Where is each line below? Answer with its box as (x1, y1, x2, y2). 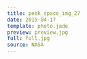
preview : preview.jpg (7, 28, 69, 36)
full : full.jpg (7, 35, 50, 42)
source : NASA (7, 41, 44, 48)
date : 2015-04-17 (7, 16, 56, 23)
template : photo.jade (7, 22, 69, 29)
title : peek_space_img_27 (7, 9, 80, 17)
